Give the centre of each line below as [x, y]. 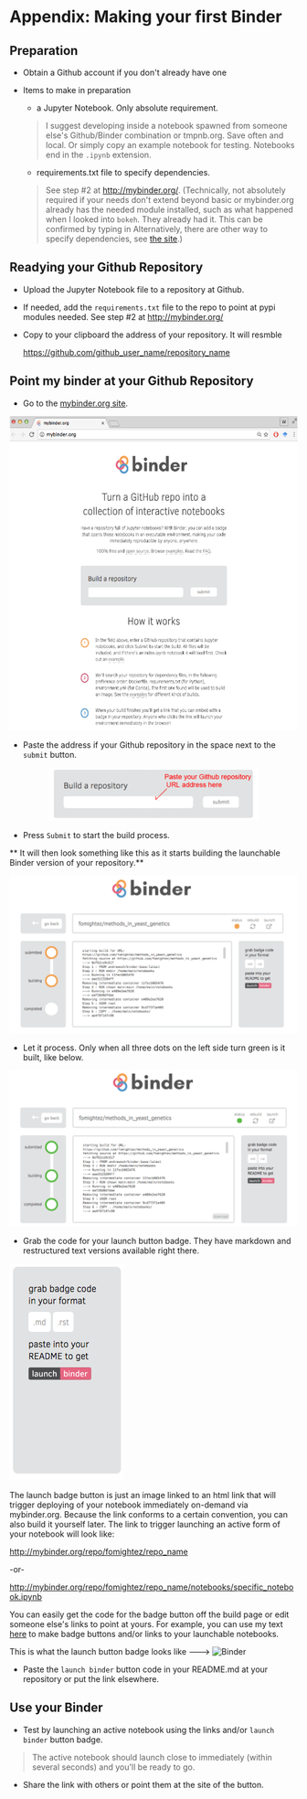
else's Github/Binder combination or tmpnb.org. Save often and [164, 135]
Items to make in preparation [77, 90]
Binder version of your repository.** [77, 862]
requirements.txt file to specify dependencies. [123, 172]
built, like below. [53, 1057]
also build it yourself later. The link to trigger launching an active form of [145, 1524]
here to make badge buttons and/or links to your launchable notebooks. [144, 1634]
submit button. [50, 754]
